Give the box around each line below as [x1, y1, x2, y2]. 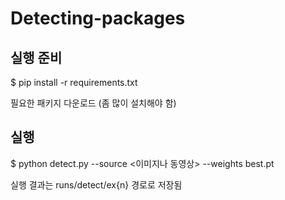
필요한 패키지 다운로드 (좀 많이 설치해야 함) [10, 97, 177, 109]
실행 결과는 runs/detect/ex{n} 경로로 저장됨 [10, 178, 183, 191]
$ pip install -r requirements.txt [10, 77, 138, 88]
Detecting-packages [10, 7, 186, 30]
